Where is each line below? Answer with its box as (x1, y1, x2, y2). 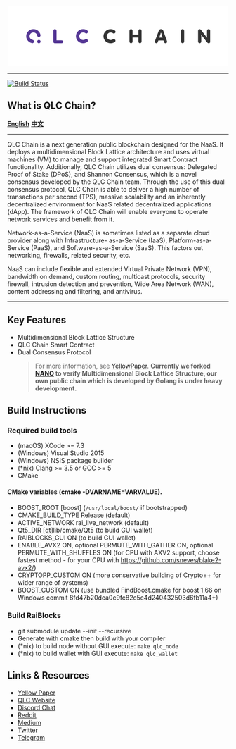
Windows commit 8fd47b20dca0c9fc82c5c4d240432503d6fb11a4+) (17, 593, 218, 602)
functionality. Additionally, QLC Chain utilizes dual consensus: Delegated (7, 162, 218, 171)
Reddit (17, 710, 37, 719)
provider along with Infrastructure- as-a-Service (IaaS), (7, 236, 168, 244)
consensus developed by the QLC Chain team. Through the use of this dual (7, 178, 225, 186)
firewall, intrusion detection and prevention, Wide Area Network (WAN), (7, 280, 214, 288)
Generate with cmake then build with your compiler (17, 634, 166, 643)
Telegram (17, 733, 46, 741)
